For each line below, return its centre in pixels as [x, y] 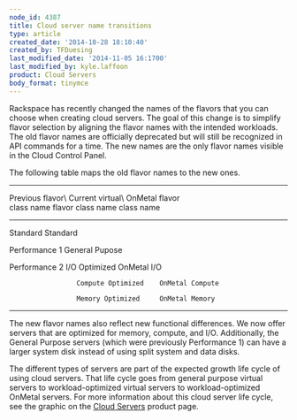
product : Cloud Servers [53, 75]
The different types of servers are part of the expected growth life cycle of [145, 369]
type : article [35, 34]
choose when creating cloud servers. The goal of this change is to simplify [145, 118]
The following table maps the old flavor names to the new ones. [125, 172]
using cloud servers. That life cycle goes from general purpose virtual [136, 378]
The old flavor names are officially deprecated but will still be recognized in [146, 136]
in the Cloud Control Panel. [58, 155]
